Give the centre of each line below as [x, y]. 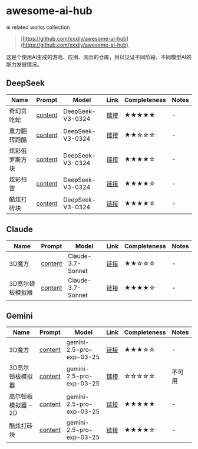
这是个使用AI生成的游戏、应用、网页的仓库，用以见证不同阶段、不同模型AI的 [99, 57]
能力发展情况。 [24, 64]
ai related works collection [38, 27]
